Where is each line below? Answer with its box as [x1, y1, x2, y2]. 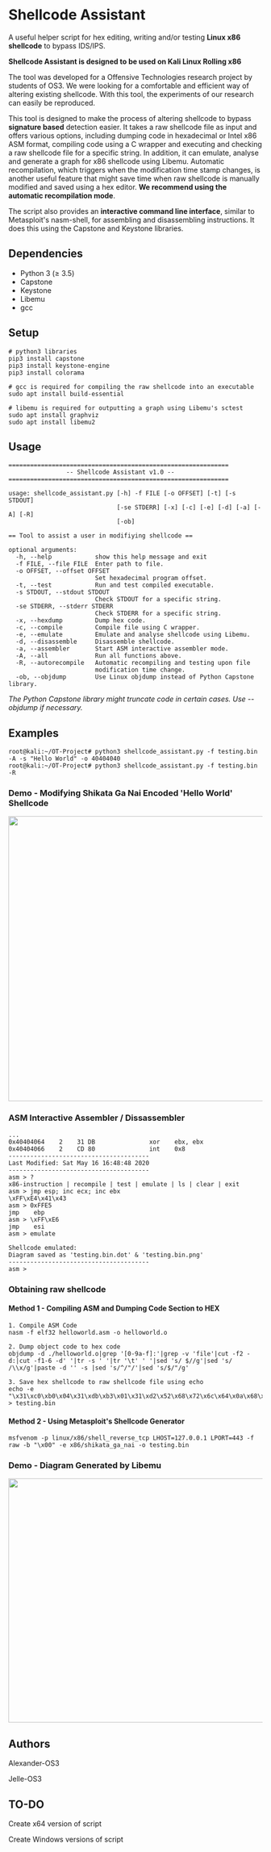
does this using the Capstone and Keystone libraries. [8, 224, 184, 233]
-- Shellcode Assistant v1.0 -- [65, 468, 175, 477]
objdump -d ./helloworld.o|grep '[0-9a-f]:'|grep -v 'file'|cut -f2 [8, 1349, 244, 1357]
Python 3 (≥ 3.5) [19, 268, 75, 278]
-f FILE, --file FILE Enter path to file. [15, 560, 164, 568]
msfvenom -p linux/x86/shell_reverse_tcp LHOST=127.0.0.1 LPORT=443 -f [8, 1434, 254, 1442]
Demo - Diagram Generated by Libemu [8, 1460, 161, 1471]
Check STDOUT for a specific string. [94, 596, 222, 604]
